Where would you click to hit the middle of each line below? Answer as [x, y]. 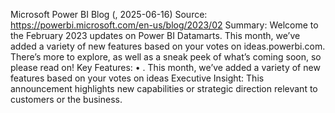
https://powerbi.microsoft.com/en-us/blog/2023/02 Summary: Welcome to [164, 25]
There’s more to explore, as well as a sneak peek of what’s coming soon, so [166, 57]
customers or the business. [66, 99]
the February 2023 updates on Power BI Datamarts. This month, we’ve [155, 35]
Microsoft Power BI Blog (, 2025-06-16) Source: [109, 14]
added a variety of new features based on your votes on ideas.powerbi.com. [168, 46]
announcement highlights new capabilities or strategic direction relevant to [164, 88]
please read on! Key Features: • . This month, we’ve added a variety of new [165, 67]
